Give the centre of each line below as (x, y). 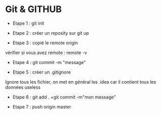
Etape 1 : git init (28, 23)
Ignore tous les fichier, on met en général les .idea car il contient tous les (81, 82)
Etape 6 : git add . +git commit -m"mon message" (64, 97)
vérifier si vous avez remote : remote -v (46, 52)
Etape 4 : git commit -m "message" (49, 62)
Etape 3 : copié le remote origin (45, 43)
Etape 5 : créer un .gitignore (42, 72)
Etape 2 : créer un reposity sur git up (51, 33)
